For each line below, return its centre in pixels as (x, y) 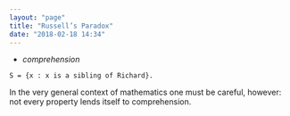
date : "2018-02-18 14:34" (57, 34)
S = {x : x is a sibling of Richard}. (81, 76)
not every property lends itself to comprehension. (100, 102)
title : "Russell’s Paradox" (62, 26)
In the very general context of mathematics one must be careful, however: (145, 92)
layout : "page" (37, 17)
